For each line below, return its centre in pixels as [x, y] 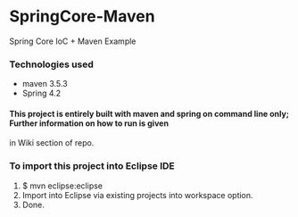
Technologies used [51, 64]
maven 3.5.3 [45, 84]
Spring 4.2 [41, 93]
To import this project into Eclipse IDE [92, 166]
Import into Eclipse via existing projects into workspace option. [137, 195]
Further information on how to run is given [89, 123]
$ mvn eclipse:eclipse [62, 186]
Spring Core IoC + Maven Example [73, 41]
